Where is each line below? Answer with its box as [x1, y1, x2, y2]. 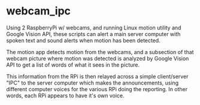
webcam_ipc [6, 4, 71, 18]
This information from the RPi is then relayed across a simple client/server [6, 73, 189, 80]
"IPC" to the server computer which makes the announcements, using [6, 79, 179, 86]
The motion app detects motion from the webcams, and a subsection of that [6, 48, 194, 55]
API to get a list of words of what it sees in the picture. [6, 61, 140, 68]
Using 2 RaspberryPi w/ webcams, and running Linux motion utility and [6, 24, 181, 31]
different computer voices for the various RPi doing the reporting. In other [6, 85, 187, 92]
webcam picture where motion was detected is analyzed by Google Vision [6, 55, 189, 62]
